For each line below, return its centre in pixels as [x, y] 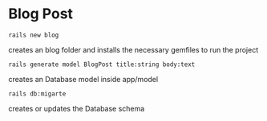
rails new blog [34, 35]
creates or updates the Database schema [77, 108]
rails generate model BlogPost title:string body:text [102, 64]
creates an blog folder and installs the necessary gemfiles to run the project [133, 49]
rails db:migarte [37, 94]
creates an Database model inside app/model [83, 79]
